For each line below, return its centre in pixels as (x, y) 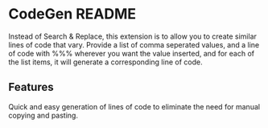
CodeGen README (72, 14)
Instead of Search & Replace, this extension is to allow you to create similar (133, 36)
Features (31, 87)
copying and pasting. (43, 115)
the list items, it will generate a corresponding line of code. (105, 62)
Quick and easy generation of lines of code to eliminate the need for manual (134, 106)
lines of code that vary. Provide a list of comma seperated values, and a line (134, 44)
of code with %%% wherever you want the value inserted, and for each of (132, 53)
